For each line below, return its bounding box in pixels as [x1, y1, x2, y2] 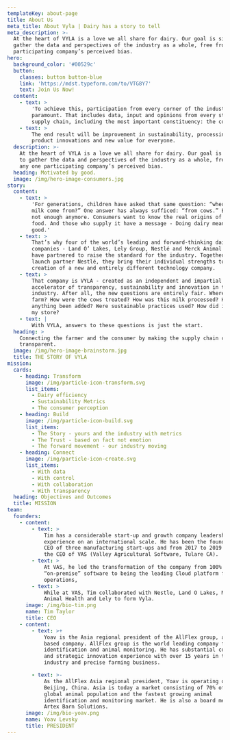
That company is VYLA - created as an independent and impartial [31, 277, 222, 284]
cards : [13, 366, 32, 373]
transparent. [19, 341, 57, 348]
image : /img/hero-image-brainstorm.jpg [13, 347, 127, 355]
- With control [31, 474, 75, 481]
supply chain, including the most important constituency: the [31, 118, 216, 125]
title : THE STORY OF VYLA [13, 354, 88, 361]
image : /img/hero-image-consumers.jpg [13, 175, 125, 182]
